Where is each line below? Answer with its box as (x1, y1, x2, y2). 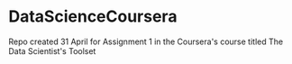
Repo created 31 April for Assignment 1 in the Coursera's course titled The (8, 36, 284, 47)
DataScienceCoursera (8, 6, 178, 27)
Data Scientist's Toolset (8, 45, 96, 56)
